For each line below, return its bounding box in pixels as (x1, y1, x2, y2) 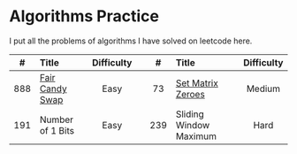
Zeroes (175, 88, 205, 100)
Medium (246, 82, 281, 95)
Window (175, 119, 210, 131)
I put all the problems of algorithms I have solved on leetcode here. (9, 35, 253, 46)
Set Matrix (175, 77, 218, 89)
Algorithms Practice (9, 6, 159, 27)
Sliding (175, 108, 205, 120)
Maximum (175, 130, 217, 142)
